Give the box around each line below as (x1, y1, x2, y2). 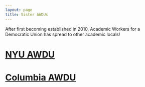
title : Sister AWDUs (5, 12, 49, 17)
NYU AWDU (5, 49, 55, 60)
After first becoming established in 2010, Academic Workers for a (5, 26, 140, 32)
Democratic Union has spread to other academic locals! (5, 31, 120, 37)
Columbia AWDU (5, 71, 76, 83)
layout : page (5, 7, 33, 13)
